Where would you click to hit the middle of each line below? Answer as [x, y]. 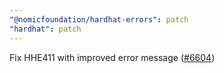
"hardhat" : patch [45, 29]
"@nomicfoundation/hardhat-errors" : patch [99, 19]
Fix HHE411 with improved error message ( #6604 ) [112, 57]
